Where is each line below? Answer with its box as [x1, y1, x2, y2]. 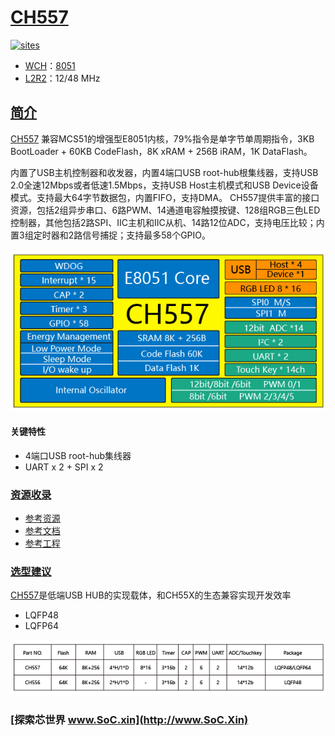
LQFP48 [24, 609, 59, 621]
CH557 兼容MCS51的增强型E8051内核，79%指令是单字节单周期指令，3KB [10, 132, 315, 145]
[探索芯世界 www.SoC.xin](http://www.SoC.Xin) [10, 712, 249, 726]
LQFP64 [24, 620, 59, 632]
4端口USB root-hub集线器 [24, 449, 132, 461]
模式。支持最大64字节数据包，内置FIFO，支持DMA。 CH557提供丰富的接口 [10, 191, 320, 203]
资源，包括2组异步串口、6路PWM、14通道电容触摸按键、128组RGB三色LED [10, 204, 321, 216]
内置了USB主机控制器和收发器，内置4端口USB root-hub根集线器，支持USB [10, 166, 319, 178]
